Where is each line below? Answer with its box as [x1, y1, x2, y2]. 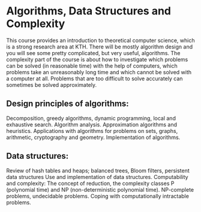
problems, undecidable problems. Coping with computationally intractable [6, 192, 189, 199]
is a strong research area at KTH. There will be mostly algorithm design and [6, 43, 193, 50]
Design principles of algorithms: [6, 99, 129, 109]
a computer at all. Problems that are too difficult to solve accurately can [6, 75, 183, 82]
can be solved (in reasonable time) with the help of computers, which [6, 62, 178, 69]
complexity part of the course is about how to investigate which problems [6, 56, 188, 63]
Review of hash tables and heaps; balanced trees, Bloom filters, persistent [6, 166, 190, 174]
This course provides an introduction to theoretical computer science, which [6, 37, 195, 44]
